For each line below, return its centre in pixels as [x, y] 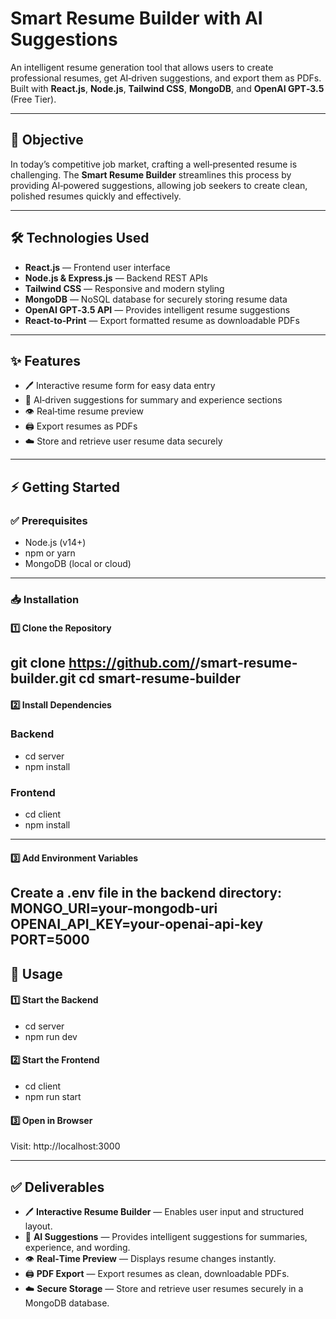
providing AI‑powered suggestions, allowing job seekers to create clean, [159, 185]
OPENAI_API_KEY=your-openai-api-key [137, 924]
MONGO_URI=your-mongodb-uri [114, 908]
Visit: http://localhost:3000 [65, 1146]
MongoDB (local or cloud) [78, 564]
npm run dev [51, 1036]
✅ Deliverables [57, 1187]
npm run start [53, 1096]
